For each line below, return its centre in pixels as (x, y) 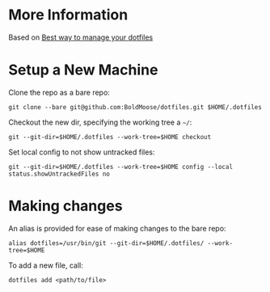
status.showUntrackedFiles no (59, 174)
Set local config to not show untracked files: (82, 152)
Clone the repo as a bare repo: (59, 92)
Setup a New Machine (83, 70)
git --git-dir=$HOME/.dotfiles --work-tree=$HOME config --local (120, 167)
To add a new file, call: (46, 265)
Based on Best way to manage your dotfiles (81, 37)
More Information (68, 15)
